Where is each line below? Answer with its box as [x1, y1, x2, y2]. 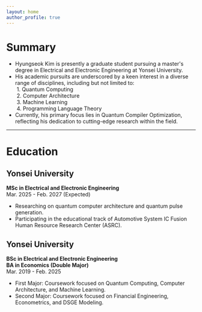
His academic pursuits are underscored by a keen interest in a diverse [14, 73, 189, 80]
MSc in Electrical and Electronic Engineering [6, 184, 120, 192]
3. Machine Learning [16, 99, 68, 106]
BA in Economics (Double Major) [6, 261, 89, 269]
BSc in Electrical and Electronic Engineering [6, 255, 118, 263]
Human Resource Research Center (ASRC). [14, 222, 122, 229]
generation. [14, 209, 44, 216]
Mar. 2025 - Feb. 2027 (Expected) [6, 191, 91, 198]
